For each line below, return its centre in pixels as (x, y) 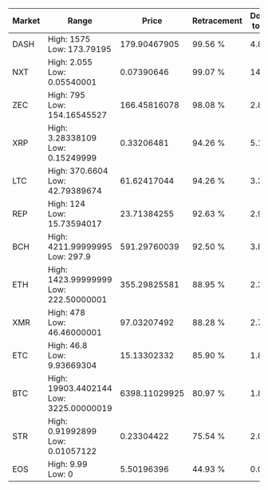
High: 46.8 (67, 345)
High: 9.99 (67, 464)
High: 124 (67, 204)
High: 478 (67, 312)
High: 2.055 (70, 62)
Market (26, 21)
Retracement (217, 21)
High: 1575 (69, 39)
